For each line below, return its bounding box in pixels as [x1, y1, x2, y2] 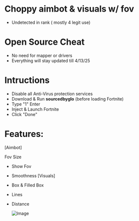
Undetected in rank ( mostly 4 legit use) [11, 19, 91, 25]
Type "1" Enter [11, 101, 41, 107]
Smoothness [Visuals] [11, 172, 56, 178]
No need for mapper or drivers [11, 52, 73, 58]
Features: [4, 129, 44, 139]
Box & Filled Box [11, 182, 44, 188]
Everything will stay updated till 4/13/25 [11, 57, 90, 64]
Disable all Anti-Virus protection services [11, 91, 93, 97]
